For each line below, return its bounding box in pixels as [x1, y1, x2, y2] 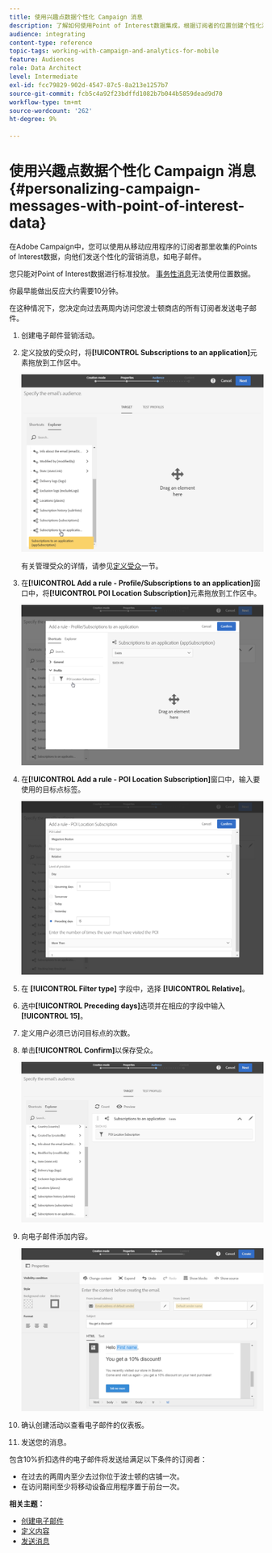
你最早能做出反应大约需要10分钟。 [9, 286, 123, 295]
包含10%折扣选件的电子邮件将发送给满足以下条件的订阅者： [9, 1454, 208, 1464]
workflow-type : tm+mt [9, 98, 82, 107]
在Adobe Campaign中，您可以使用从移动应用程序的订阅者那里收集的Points [9, 241, 257, 251]
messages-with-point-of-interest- [9, 197, 245, 216]
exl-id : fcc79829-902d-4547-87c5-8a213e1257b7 [9, 81, 169, 89]
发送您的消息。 [20, 1437, 71, 1446]
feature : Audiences [9, 56, 75, 64]
